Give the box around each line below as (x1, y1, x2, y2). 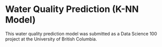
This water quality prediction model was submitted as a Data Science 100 (5, 30, 157, 36)
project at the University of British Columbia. (5, 36, 97, 42)
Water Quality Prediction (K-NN (5, 3, 139, 15)
